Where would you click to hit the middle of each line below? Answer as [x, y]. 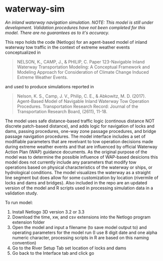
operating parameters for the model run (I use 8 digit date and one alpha [84, 232]
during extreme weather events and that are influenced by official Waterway [81, 147]
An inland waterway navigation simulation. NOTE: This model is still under [79, 22]
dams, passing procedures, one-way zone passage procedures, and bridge [81, 131]
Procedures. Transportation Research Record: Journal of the [78, 106]
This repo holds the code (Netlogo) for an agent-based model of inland [76, 42]
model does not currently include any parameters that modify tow [71, 162]
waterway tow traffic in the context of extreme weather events [67, 47]
